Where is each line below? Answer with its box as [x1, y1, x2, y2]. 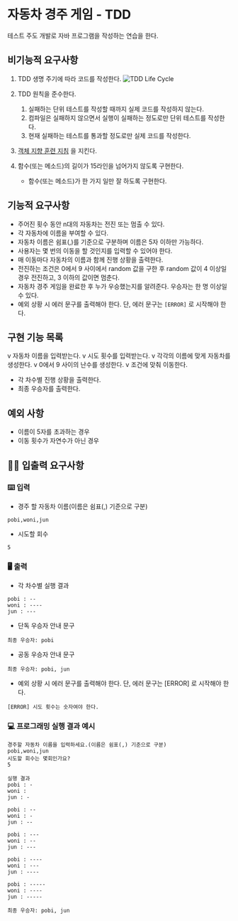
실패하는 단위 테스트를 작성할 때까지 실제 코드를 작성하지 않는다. [28, 105, 204, 113]
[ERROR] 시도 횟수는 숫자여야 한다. [7, 703, 99, 711]
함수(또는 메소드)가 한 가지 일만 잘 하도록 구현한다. [28, 176, 167, 185]
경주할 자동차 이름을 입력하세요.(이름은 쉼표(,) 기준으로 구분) [7, 741, 167, 749]
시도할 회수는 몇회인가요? [7, 755, 71, 762]
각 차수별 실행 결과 [17, 581, 69, 590]
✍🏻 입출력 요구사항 [7, 459, 84, 472]
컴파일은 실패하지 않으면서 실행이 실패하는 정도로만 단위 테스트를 [28, 113, 207, 122]
